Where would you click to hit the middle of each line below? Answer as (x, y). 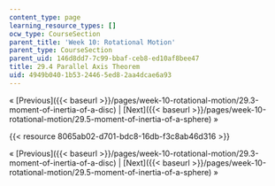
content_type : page (45, 17)
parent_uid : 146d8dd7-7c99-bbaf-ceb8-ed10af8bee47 (104, 58)
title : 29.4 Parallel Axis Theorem (75, 67)
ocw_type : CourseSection (55, 34)
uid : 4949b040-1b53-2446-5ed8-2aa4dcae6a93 (91, 75)
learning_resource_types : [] (63, 26)
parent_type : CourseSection (61, 50)
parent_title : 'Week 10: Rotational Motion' (92, 42)
